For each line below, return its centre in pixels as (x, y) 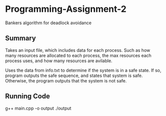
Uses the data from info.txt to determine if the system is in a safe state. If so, (83, 70)
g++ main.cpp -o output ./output (38, 108)
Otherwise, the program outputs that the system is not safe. (66, 80)
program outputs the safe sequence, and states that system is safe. (74, 76)
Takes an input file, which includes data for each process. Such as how (78, 50)
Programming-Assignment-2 (66, 9)
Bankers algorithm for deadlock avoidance (48, 23)
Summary (21, 38)
